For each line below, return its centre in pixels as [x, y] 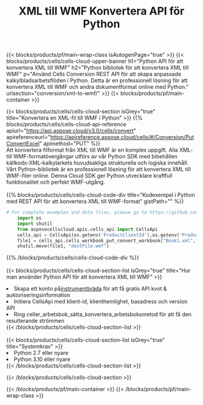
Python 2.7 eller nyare [41, 353]
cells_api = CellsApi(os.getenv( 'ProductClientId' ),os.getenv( [98, 235]
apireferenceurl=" [28, 137]
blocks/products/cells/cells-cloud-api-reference [66, 125]
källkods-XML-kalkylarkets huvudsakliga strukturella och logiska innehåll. [97, 163]
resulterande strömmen [35, 321]
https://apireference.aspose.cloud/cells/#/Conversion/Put [122, 137]
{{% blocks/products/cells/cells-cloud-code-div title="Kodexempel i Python [101, 195]
